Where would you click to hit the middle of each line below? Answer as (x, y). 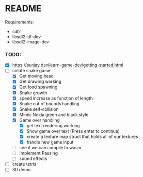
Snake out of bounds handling (49, 103)
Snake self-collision (39, 109)
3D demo (21, 170)
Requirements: (19, 22)
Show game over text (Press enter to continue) (73, 131)
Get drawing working (40, 81)
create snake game (31, 71)
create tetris (24, 164)
